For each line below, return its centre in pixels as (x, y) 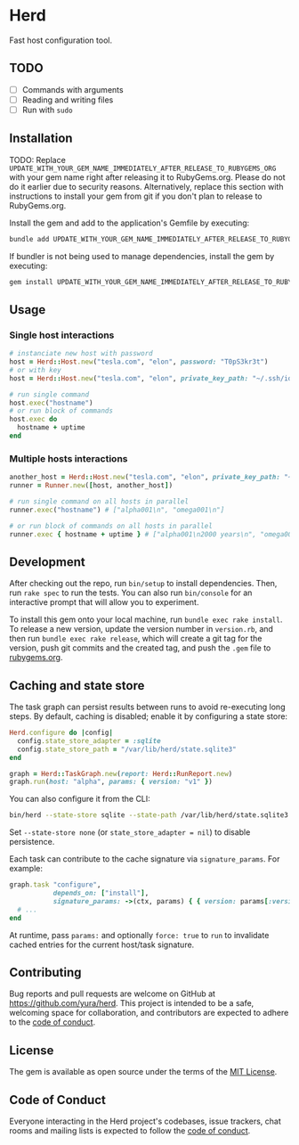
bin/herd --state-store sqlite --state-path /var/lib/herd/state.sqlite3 (149, 815)
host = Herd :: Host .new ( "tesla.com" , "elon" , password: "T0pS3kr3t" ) (139, 362)
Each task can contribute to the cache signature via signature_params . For (145, 859)
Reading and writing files (68, 100)
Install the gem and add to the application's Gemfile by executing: (129, 223)
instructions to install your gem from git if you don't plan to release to (136, 196)
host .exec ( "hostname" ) (51, 403)
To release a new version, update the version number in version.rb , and (141, 629)
